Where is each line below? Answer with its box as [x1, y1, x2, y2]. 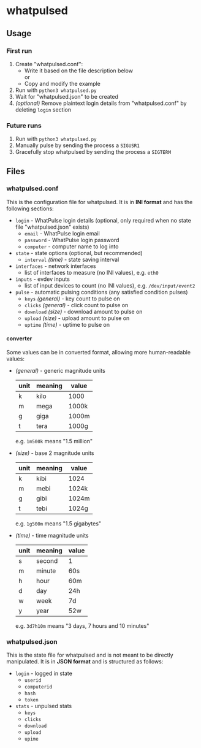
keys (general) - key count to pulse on [24, 295, 121, 302]
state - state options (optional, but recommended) [15, 249, 143, 256]
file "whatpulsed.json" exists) [15, 223, 90, 231]
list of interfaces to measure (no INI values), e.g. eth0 [24, 269, 159, 276]
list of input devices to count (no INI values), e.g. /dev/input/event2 [24, 281, 195, 289]
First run [6, 47, 32, 55]
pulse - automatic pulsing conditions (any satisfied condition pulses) [15, 288, 188, 296]
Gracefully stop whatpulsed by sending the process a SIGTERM [15, 148, 172, 156]
